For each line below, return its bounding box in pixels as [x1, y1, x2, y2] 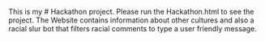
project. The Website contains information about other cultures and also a [8, 15, 254, 25]
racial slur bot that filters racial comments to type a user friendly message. [8, 24, 258, 33]
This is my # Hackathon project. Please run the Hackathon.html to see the [8, 7, 254, 16]
